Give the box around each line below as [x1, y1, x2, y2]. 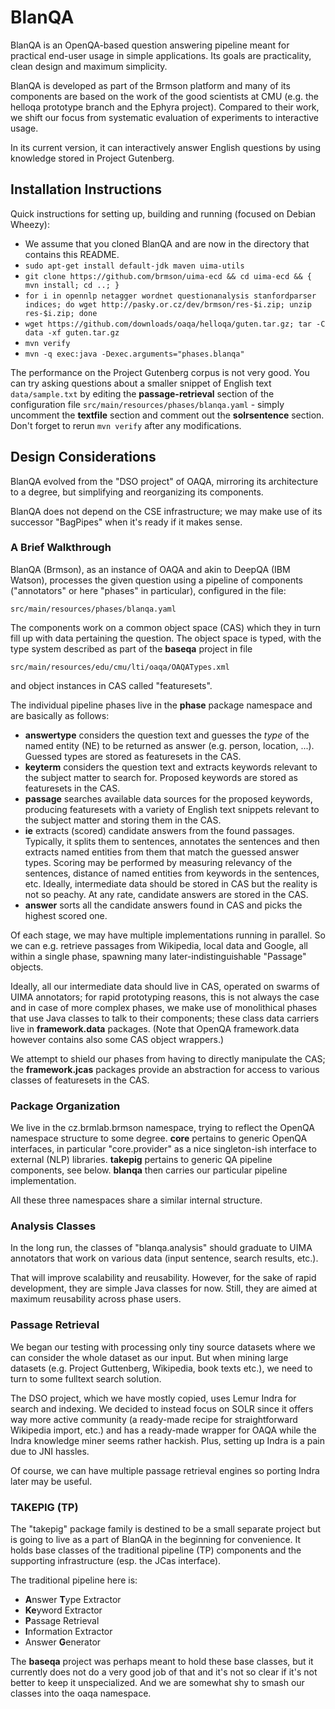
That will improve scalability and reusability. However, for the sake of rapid [10, 1272, 317, 1284]
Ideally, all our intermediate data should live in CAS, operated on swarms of [10, 980, 320, 992]
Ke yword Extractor [24, 1604, 103, 1616]
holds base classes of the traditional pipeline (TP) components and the [10, 1544, 302, 1556]
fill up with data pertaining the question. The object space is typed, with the [10, 632, 322, 644]
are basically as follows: [10, 709, 110, 721]
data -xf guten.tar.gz [24, 327, 120, 338]
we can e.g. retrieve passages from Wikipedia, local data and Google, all [10, 939, 308, 951]
